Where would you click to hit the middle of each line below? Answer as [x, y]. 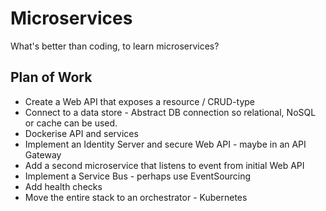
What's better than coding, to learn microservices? [115, 46]
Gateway [43, 154]
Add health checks [63, 186]
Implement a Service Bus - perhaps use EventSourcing [138, 176]
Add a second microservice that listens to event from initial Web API [164, 165]
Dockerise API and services [81, 133]
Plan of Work [51, 77]
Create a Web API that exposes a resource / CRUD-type [140, 101]
